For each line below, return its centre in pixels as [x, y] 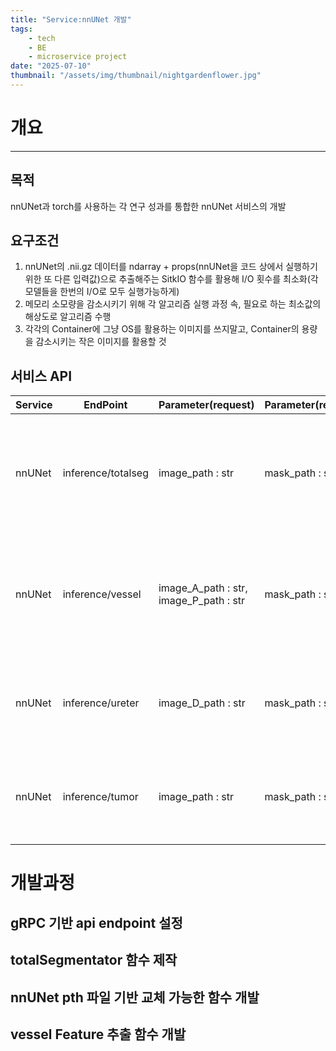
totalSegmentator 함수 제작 [94, 960]
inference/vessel [102, 594]
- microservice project [78, 57]
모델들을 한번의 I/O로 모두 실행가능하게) [102, 292]
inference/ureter [101, 703]
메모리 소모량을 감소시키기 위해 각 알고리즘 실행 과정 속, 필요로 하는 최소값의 [173, 304]
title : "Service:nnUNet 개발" [71, 19]
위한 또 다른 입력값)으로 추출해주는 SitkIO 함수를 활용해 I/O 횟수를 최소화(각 [171, 279]
